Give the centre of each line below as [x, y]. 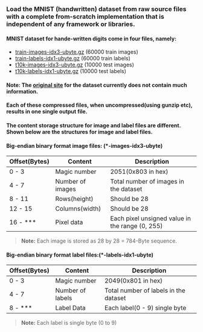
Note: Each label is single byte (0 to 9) [69, 323]
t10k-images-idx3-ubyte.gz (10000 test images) [75, 65]
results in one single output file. [47, 112]
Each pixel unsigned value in [151, 219]
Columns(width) [78, 209]
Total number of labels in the [145, 290]
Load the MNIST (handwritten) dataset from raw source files [96, 9]
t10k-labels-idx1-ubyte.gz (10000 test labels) [71, 71]
